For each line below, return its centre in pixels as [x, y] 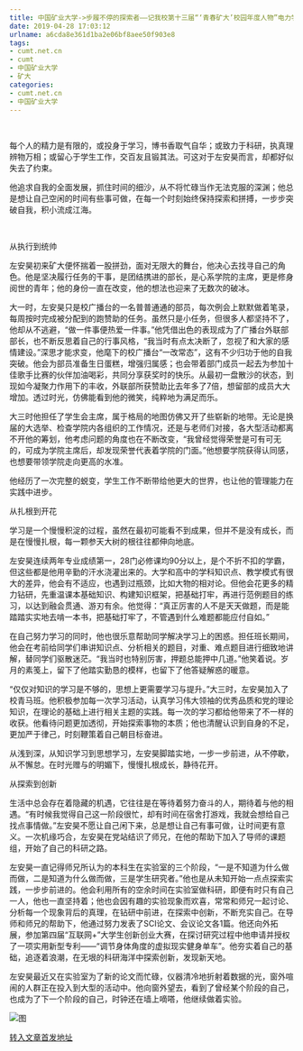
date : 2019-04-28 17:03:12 [60, 26]
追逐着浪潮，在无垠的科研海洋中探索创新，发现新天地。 [128, 957]
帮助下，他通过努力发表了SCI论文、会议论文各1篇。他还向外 [159, 924]
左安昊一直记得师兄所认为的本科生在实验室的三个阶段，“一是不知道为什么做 [150, 867]
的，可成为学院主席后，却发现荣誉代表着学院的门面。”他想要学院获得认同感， [151, 451]
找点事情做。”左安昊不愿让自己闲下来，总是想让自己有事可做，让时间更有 [143, 826]
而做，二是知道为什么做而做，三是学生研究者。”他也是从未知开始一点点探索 [147, 879]
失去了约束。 [33, 169]
